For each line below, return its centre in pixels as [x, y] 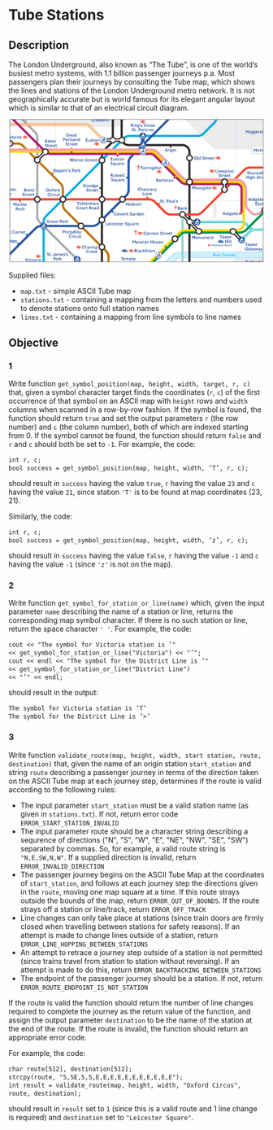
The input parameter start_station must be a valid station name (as [134, 805]
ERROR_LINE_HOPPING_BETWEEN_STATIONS [84, 944]
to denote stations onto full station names [90, 309]
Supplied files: [32, 275]
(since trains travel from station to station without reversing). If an [130, 961]
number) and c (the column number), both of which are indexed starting [129, 427]
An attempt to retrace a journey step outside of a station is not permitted [141, 952]
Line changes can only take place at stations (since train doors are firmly [142, 918]
